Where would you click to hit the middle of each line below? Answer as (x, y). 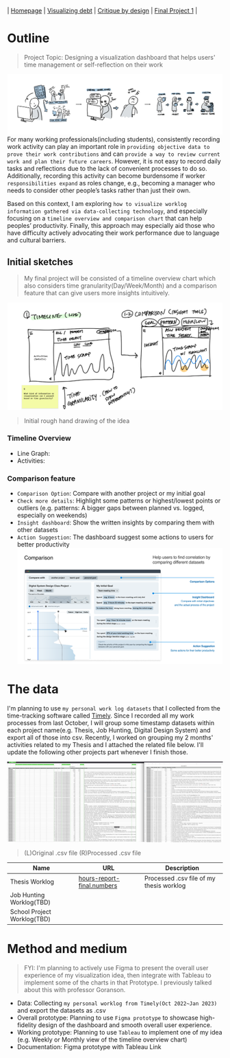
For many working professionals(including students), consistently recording (114, 139)
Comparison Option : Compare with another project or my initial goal (111, 494)
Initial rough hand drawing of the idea (77, 421)
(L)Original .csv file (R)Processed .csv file (82, 853)
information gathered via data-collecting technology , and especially (107, 211)
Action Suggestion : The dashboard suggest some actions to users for (115, 537)
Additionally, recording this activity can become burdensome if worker (106, 176)
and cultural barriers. (37, 240)
